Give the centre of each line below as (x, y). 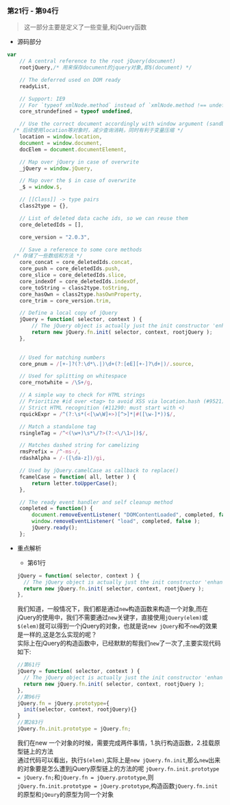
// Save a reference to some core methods (81, 250)
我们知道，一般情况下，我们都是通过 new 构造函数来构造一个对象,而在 (113, 609)
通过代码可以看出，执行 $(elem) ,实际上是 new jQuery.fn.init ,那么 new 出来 (119, 760)
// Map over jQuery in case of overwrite (79, 162)
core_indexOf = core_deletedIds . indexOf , (79, 281)
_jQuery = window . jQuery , (56, 168)
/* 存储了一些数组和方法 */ (48, 256)
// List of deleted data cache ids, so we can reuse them (104, 218)
